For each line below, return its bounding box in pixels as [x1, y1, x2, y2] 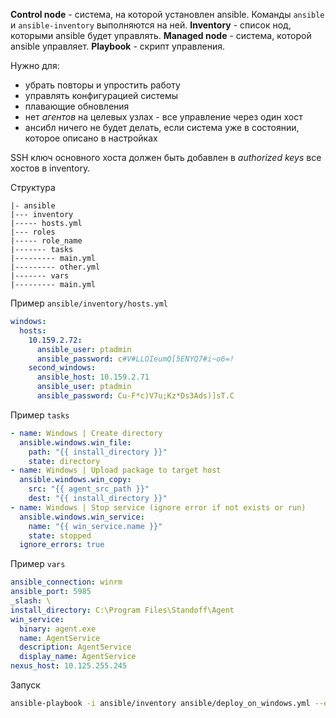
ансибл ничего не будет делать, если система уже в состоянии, [24, 122, 300, 133]
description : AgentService [19, 642, 132, 653]
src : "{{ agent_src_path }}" [28, 484, 150, 494]
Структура [10, 182, 56, 193]
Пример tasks [10, 409, 70, 421]
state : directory [28, 456, 101, 466]
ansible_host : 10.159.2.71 [36, 372, 150, 383]
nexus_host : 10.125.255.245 [10, 661, 128, 671]
